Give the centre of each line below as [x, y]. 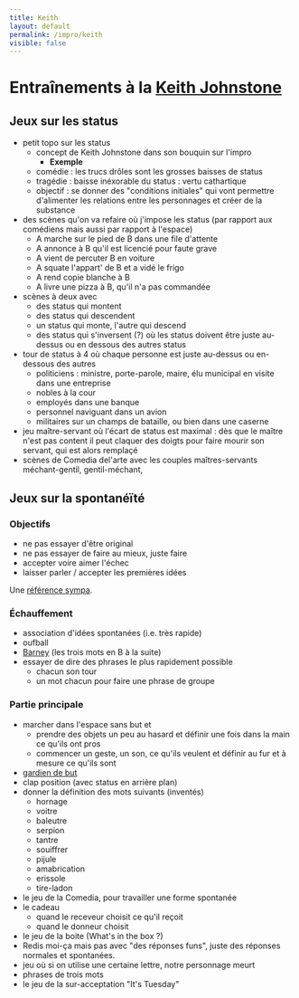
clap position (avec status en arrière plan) [100, 782]
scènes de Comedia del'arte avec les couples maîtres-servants [140, 460]
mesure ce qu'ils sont [76, 763]
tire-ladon [54, 888]
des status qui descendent [85, 316]
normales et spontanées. [69, 955]
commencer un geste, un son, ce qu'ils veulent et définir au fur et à [161, 753]
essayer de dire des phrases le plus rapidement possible [127, 662]
